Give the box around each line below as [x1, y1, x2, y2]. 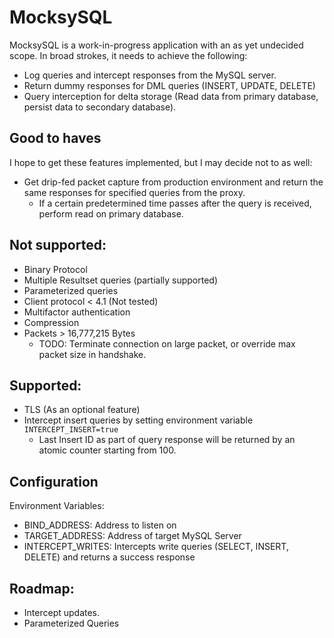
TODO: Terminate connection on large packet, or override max [38, 337, 296, 350]
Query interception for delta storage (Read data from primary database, [23, 90, 319, 102]
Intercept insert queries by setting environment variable [23, 414, 254, 426]
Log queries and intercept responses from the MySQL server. [23, 69, 277, 81]
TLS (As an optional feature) [23, 404, 141, 416]
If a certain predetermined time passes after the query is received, [38, 197, 312, 209]
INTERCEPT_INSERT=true [23, 425, 119, 435]
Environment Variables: [9, 500, 105, 512]
